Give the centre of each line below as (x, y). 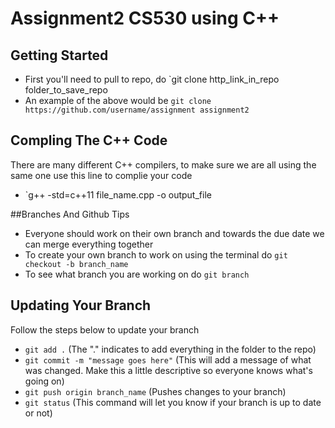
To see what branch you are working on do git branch (137, 274)
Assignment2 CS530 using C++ (145, 18)
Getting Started (59, 55)
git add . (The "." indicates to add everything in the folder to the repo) (170, 349)
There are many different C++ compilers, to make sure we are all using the (163, 164)
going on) (44, 381)
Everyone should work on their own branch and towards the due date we (174, 233)
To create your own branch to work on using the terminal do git (156, 254)
